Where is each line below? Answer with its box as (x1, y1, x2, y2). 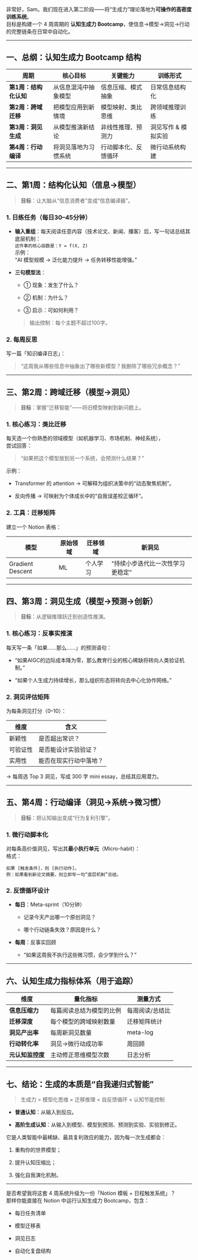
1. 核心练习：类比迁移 (6, 420, 67, 428)
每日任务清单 (14, 1210, 46, 1217)
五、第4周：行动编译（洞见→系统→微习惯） (6, 798, 166, 808)
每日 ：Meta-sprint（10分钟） (14, 901, 85, 908)
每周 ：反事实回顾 (14, 938, 57, 946)
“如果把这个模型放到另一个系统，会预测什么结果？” (20, 455, 144, 462)
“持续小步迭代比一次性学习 (111, 559, 185, 567)
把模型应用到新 (52, 103, 95, 111)
